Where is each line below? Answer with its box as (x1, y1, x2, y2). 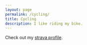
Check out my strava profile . (5, 35, 63, 41)
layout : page (5, 7, 32, 12)
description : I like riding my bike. (5, 21, 83, 26)
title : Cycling (5, 16, 37, 21)
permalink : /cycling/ (5, 12, 50, 17)
